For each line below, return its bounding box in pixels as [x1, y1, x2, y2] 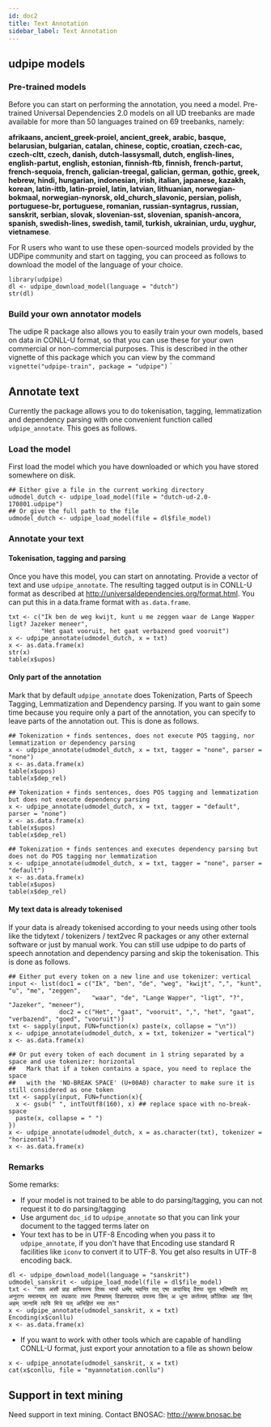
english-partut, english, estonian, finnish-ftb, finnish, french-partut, [8, 159, 243, 168]
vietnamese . [8, 227, 51, 237]
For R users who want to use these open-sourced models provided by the [8, 243, 254, 253]
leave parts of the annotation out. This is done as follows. [8, 716, 200, 725]
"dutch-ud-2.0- [160, 493, 212, 502]
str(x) [8, 648, 31, 656]
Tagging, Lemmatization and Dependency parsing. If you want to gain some [8, 699, 260, 708]
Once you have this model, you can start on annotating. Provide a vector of [8, 571, 259, 581]
